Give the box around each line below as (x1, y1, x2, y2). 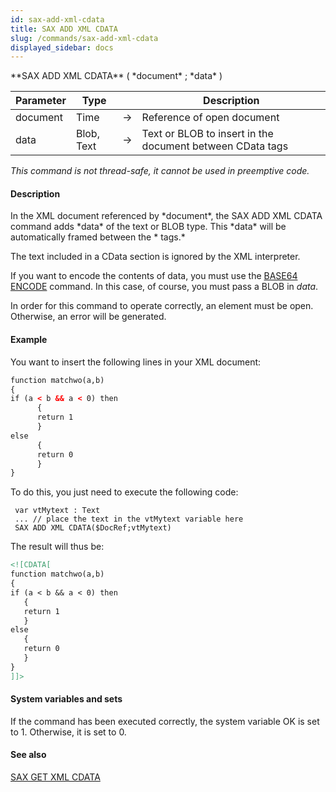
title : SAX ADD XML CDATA (10, 24, 118, 34)
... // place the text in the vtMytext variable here (14, 514, 244, 525)
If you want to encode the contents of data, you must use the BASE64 (10, 270, 298, 282)
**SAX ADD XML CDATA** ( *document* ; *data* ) (10, 70, 223, 82)
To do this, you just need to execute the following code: (10, 486, 239, 498)
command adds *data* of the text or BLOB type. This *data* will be (10, 221, 287, 233)
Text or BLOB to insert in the (141, 127, 274, 141)
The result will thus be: (10, 541, 105, 553)
